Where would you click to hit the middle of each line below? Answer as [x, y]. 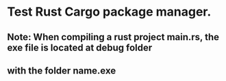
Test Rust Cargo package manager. [109, 12]
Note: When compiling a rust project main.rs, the [113, 37]
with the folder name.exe [62, 70]
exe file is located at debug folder [80, 47]
